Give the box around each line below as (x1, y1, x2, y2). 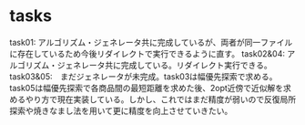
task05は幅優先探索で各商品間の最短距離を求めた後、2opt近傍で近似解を (9, 82, 284, 93)
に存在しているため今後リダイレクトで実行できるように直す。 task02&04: (9, 47, 285, 59)
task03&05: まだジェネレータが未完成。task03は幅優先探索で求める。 (9, 70, 278, 82)
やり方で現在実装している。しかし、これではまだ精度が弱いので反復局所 (25, 93, 297, 105)
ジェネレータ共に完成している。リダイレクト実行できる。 (56, 59, 273, 70)
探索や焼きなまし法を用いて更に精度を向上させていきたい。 (9, 105, 233, 116)
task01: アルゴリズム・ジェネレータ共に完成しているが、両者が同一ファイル (9, 36, 293, 47)
